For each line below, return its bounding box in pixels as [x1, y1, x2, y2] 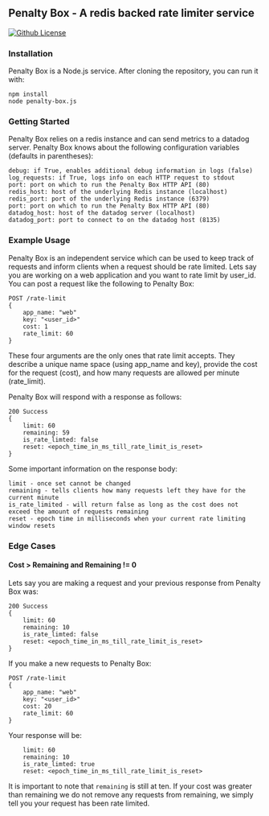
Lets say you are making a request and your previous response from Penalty [8, 578, 261, 587]
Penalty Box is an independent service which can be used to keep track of [8, 253, 255, 262]
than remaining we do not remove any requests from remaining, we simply [8, 789, 255, 799]
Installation [8, 47, 54, 59]
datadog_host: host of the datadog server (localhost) [8, 209, 196, 217]
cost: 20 [22, 702, 52, 711]
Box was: [8, 587, 39, 596]
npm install [8, 90, 48, 99]
